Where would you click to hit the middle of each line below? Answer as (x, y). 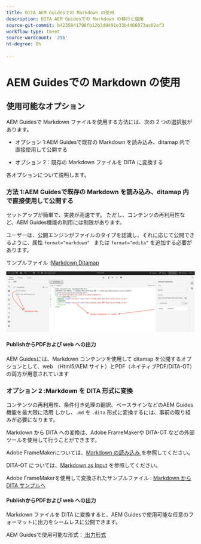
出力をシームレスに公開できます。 (79, 522)
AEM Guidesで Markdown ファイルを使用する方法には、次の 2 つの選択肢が (99, 122)
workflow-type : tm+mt (33, 32)
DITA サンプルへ (26, 485)
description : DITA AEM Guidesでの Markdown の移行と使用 (75, 19)
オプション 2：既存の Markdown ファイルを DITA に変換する (89, 162)
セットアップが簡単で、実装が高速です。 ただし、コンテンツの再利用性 (93, 215)
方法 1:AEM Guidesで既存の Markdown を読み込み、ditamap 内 (98, 192)
